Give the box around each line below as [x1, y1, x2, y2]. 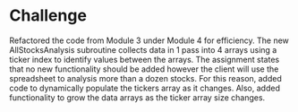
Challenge [9, 5, 88, 26]
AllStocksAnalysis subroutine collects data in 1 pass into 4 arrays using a [9, 44, 277, 55]
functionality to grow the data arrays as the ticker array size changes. [9, 91, 266, 103]
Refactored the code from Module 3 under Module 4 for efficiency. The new [9, 35, 289, 46]
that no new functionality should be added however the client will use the [9, 64, 279, 74]
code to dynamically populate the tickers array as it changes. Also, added [9, 82, 280, 93]
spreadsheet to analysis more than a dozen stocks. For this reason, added [9, 73, 282, 83]
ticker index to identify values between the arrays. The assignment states [9, 54, 280, 65]
